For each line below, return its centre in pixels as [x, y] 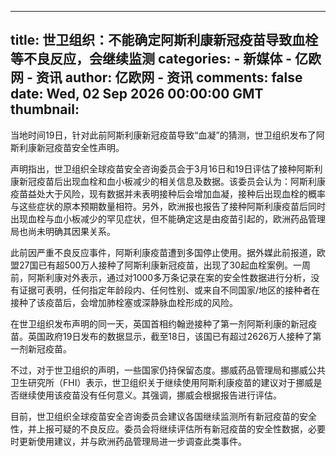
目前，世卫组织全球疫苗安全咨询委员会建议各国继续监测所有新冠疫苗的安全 [163, 416]
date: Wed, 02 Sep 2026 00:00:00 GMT [137, 94]
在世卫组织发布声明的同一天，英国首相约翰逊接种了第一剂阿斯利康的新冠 [159, 323]
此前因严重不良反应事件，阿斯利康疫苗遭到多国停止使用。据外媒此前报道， [163, 252]
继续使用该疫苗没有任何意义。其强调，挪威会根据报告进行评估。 [150, 395]
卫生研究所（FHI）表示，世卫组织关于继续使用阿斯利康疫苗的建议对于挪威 [162, 382]
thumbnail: [45, 109]
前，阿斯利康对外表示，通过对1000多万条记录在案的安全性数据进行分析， [161, 277]
